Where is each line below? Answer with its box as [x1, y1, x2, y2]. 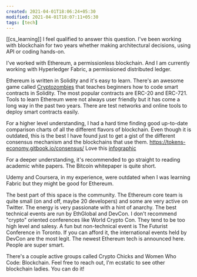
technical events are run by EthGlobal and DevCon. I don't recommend [6, 210, 177, 218]
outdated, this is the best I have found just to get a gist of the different [6, 132, 175, 139]
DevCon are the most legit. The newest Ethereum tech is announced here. [6, 235, 185, 242]
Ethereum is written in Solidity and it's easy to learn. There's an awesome [6, 77, 184, 84]
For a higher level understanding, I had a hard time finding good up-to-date [6, 120, 188, 127]
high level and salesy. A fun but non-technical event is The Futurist [6, 223, 168, 230]
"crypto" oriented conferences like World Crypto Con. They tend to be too [6, 216, 185, 223]
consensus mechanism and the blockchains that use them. [6, 139, 149, 146]
